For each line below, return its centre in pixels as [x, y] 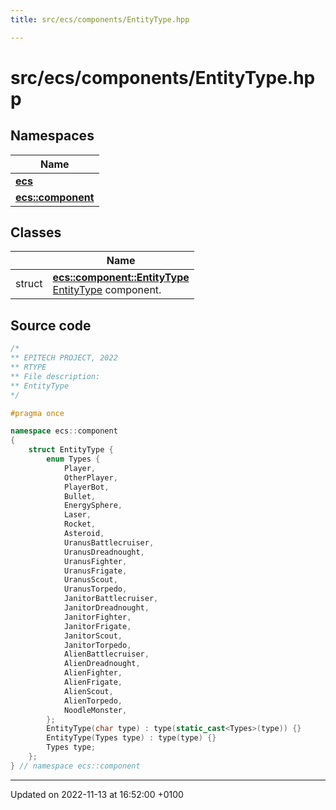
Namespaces [52, 136]
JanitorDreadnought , [106, 608]
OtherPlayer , [90, 477]
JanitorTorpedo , [97, 645]
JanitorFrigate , [97, 626]
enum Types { [73, 459]
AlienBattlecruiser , [106, 654]
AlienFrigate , [93, 682]
